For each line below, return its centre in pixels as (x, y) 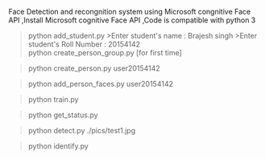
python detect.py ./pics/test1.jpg (82, 130)
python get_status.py (63, 115)
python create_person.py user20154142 (94, 68)
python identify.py (58, 146)
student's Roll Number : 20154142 (84, 44)
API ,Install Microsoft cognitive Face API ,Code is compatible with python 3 (132, 20)
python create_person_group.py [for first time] (105, 53)
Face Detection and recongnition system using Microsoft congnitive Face (130, 12)
